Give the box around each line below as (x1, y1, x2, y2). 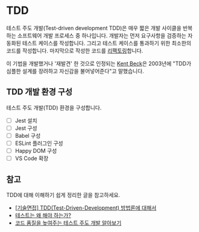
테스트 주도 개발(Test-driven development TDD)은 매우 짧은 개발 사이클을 (6, 24, 182, 31)
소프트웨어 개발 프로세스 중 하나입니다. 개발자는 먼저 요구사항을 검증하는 (17, 31, 187, 39)
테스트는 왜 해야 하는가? (14, 211, 71, 219)
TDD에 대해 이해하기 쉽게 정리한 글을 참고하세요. (6, 191, 121, 198)
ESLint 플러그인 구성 (14, 140, 63, 147)
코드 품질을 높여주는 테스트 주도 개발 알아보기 (14, 219, 122, 227)
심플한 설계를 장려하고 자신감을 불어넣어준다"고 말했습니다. (6, 67, 145, 74)
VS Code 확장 (14, 155, 49, 162)
